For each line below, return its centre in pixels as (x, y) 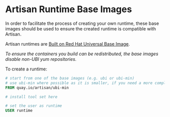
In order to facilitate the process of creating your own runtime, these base (82, 23)
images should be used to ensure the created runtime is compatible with (80, 28)
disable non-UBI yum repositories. (41, 59)
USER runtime (19, 111)
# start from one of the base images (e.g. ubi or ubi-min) (70, 78)
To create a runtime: (26, 69)
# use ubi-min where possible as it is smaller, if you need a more (79, 83)
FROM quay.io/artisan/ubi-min (37, 88)
